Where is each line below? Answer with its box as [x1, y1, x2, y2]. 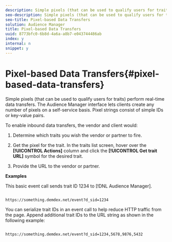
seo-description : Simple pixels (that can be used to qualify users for [5, 12, 164, 17]
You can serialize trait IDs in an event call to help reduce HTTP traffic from [5, 206, 162, 212]
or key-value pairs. [5, 112, 45, 118]
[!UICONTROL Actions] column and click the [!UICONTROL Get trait [12, 147, 158, 154]
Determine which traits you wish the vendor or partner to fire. [12, 132, 142, 138]
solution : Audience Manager [5, 22, 66, 27]
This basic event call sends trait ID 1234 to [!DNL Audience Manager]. [5, 183, 153, 189]
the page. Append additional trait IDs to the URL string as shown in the [5, 212, 154, 218]
